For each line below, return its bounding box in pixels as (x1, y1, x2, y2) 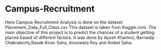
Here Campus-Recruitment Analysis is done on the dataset (5, 19, 123, 25)
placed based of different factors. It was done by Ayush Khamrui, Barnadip (5, 35, 155, 40)
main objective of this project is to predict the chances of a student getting (5, 29, 155, 35)
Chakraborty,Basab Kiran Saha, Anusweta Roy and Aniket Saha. (5, 39, 133, 45)
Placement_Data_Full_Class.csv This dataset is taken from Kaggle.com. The (5, 24, 157, 30)
